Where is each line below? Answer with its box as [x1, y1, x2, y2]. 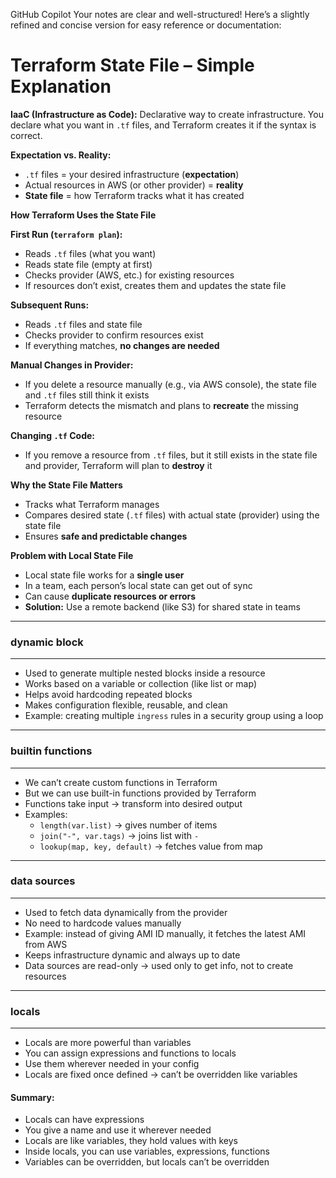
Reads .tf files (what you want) [24, 247, 157, 259]
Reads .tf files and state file [24, 318, 143, 330]
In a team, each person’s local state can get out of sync [24, 579, 253, 591]
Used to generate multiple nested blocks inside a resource [24, 667, 266, 679]
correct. [10, 129, 43, 141]
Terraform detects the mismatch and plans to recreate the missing [24, 399, 299, 411]
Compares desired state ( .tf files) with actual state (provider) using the [24, 509, 320, 521]
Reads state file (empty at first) [24, 258, 153, 270]
